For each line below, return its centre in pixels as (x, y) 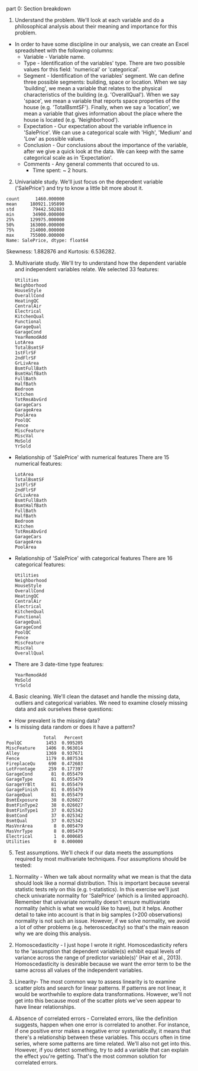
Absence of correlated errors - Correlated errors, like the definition (96, 1018)
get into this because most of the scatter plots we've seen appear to (98, 1000)
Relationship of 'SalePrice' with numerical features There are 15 (92, 457)
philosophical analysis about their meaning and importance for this (96, 26)
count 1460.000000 (35, 199)
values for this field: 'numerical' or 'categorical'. (82, 69)
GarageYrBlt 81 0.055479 (45, 784)
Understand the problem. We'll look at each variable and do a (89, 20)
